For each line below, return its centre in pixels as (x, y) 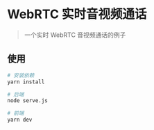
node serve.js (28, 101)
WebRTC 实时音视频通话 (77, 14)
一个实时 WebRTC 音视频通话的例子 (75, 35)
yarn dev (20, 120)
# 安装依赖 (21, 75)
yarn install (26, 82)
